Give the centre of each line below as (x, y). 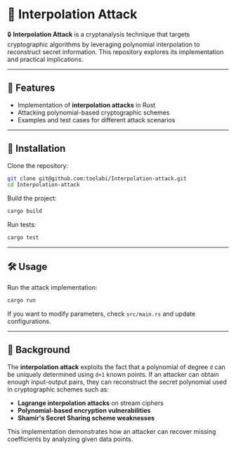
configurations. (29, 321)
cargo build (25, 211)
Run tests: (22, 225)
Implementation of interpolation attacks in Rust (86, 105)
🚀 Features (31, 88)
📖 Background (39, 350)
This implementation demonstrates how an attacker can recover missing (112, 431)
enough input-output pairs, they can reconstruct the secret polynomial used (117, 382)
